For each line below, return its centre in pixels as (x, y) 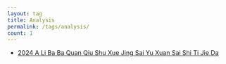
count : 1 (20, 33)
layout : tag (25, 14)
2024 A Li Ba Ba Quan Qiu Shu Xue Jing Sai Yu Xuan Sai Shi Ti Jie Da (118, 53)
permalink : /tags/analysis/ (49, 26)
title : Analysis (31, 20)
